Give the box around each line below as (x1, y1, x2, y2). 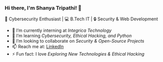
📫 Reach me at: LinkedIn (11, 44, 64, 50)
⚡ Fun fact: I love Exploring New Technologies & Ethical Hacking (11, 51, 144, 57)
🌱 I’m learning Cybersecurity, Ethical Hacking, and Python (11, 33, 132, 39)
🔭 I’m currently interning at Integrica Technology (11, 27, 112, 34)
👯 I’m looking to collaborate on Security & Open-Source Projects (11, 38, 144, 44)
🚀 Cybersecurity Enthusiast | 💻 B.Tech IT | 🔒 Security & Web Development (4, 16, 158, 22)
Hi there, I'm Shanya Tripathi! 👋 (4, 4, 82, 11)
